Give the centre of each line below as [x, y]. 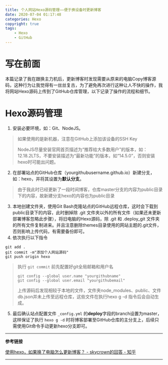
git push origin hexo [28, 256]
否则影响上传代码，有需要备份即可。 [50, 231]
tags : [11, 28]
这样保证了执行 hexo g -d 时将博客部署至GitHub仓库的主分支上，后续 [83, 319]
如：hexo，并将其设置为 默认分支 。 [48, 178]
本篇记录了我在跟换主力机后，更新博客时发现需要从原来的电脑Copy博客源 [81, 78]
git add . [15, 247]
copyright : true [22, 24]
